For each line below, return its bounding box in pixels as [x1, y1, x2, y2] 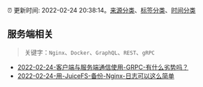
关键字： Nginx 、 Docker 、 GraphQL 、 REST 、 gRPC [24, 48, 155, 56]
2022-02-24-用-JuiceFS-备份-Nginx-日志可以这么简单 [17, 72, 174, 80]
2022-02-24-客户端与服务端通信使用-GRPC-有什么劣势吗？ [17, 63, 189, 71]
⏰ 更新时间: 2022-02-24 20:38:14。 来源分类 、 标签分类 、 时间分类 [7, 6, 196, 14]
